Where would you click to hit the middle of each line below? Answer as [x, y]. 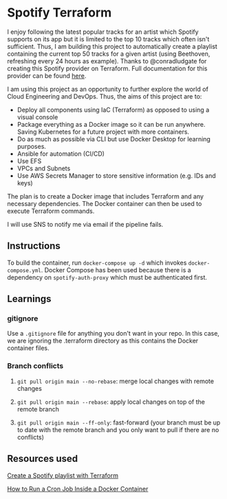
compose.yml [24, 270]
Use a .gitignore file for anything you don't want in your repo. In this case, [113, 334]
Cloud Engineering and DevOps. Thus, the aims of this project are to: [105, 96]
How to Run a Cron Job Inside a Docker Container [78, 489]
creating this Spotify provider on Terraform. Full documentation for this [107, 68]
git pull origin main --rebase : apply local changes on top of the [111, 402]
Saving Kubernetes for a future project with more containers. [103, 132]
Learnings [29, 299]
